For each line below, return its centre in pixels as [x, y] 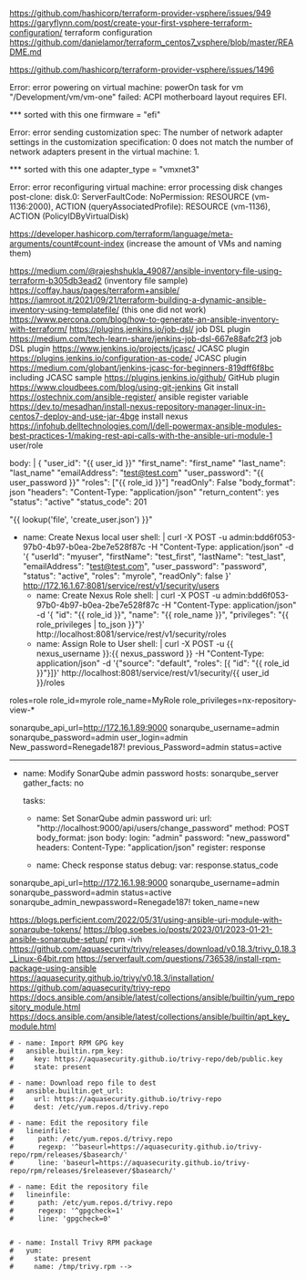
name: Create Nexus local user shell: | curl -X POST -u [125, 537]
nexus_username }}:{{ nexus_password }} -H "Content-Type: [150, 653]
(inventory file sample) [146, 281]
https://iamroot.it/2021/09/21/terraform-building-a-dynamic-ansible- [138, 300]
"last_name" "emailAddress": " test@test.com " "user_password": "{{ [137, 473]
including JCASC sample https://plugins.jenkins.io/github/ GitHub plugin [145, 377]
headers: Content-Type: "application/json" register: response [151, 847]
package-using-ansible [53, 968]
